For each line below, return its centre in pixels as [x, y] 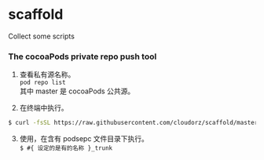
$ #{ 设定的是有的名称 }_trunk [66, 148]
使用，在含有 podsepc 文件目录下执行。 [84, 139]
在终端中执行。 [44, 108]
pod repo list [42, 83]
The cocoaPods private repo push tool [82, 56]
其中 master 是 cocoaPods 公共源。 [77, 91]
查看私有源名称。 [47, 75]
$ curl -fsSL [29, 123]
